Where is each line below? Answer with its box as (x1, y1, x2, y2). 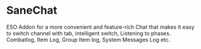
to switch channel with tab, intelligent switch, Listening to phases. (6, 29, 171, 36)
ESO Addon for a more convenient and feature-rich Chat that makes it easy (6, 23, 195, 30)
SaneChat (6, 4, 58, 17)
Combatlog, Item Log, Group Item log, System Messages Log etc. (6, 36, 171, 43)
